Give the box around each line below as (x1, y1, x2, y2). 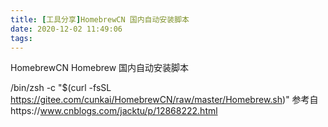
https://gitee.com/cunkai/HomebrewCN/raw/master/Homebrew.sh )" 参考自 (10, 94, 319, 106)
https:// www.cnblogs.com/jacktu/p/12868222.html (10, 105, 218, 117)
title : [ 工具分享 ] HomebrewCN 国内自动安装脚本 (10, 14, 190, 25)
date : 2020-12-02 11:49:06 (10, 24, 123, 34)
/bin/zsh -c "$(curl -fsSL (10, 82, 112, 94)
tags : (10, 33, 33, 43)
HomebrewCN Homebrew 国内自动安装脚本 (10, 62, 190, 74)
